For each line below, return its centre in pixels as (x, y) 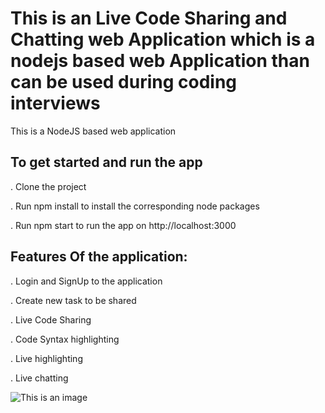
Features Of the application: (99, 257)
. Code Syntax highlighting (65, 339)
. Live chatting (39, 378)
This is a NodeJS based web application (93, 131)
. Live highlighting (46, 358)
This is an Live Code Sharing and (149, 18)
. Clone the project (48, 186)
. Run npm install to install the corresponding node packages (135, 206)
